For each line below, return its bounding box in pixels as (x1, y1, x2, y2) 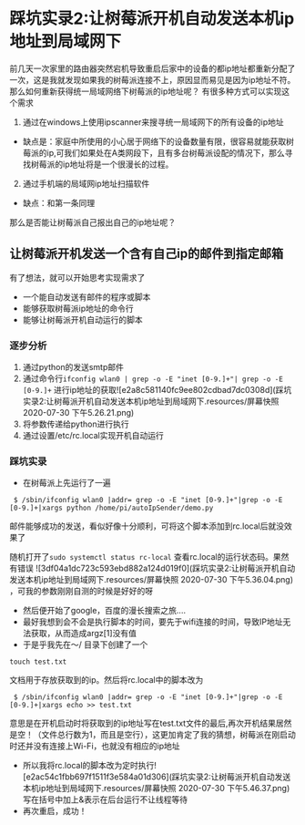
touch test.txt (9, 657, 67, 666)
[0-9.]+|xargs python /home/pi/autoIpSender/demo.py (9, 503, 214, 513)
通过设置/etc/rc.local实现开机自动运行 (22, 430, 164, 441)
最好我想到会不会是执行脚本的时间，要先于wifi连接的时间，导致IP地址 (22, 616, 283, 627)
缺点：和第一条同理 (22, 197, 96, 208)
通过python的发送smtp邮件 (22, 362, 125, 373)
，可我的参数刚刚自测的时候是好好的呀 (9, 585, 153, 597)
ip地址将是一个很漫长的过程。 (62, 159, 174, 170)
